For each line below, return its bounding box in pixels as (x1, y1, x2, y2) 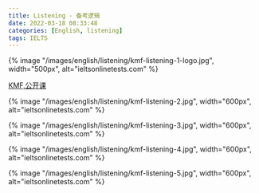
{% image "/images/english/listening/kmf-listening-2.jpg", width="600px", (8, 96, 252, 106)
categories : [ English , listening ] (8, 26, 124, 34)
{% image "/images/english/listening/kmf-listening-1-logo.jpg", (8, 56, 214, 65)
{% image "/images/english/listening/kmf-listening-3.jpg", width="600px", (8, 120, 252, 130)
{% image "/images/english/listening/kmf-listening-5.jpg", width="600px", (8, 168, 252, 178)
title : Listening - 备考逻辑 (8, 11, 100, 20)
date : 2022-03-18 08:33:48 (8, 19, 98, 27)
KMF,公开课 (8, 81, 46, 90)
